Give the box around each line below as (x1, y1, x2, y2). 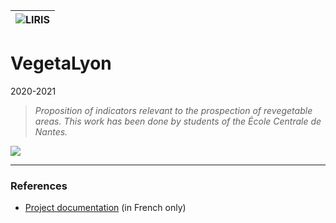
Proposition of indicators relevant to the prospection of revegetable (34, 104, 313, 116)
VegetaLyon (10, 52, 112, 75)
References (10, 179, 68, 193)
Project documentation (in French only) (24, 202, 187, 214)
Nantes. (34, 125, 68, 138)
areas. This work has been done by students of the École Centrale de (34, 115, 322, 127)
